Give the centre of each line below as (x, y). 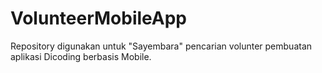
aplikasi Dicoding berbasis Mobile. (81, 56)
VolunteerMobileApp (99, 18)
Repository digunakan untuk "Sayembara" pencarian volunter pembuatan (161, 46)
